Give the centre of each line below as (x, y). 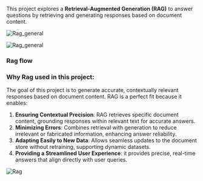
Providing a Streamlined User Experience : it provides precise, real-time (105, 153)
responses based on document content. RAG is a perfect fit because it (94, 97)
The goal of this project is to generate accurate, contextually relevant (92, 90)
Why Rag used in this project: (51, 77)
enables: (17, 103)
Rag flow (20, 61)
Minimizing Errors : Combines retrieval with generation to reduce (96, 128)
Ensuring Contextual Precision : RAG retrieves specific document (97, 115)
